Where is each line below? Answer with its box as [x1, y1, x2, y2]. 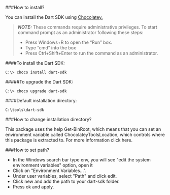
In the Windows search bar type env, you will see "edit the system [12, 157, 151, 162]
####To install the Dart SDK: [5, 60, 65, 66]
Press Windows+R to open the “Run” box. [25, 39, 113, 45]
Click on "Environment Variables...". [12, 168, 87, 174]
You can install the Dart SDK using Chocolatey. [5, 14, 103, 20]
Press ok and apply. [12, 184, 54, 190]
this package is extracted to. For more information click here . [5, 137, 133, 143]
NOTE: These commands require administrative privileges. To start [17, 24, 157, 30]
